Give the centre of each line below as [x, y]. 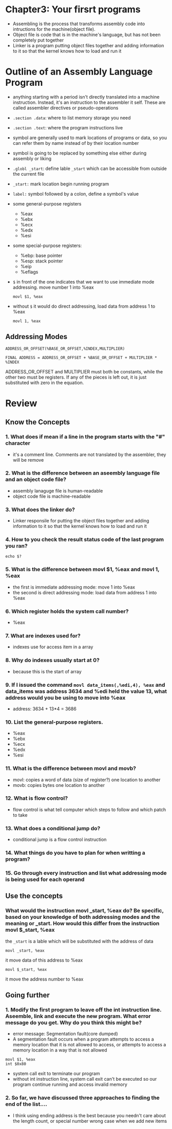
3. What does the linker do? [40, 510]
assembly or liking [32, 158]
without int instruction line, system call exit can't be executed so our [85, 1079]
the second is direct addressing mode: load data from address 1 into [85, 592]
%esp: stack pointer [42, 261]
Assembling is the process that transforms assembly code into [79, 24]
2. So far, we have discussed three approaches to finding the [83, 1098]
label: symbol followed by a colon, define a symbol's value [76, 194]
